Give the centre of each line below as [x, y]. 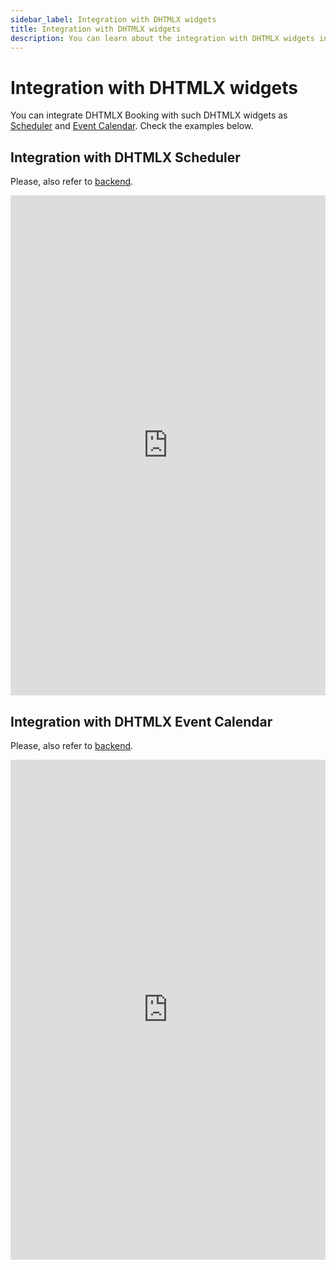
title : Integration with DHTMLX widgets [96, 29]
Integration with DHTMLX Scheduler [125, 157]
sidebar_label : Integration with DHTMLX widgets [113, 19]
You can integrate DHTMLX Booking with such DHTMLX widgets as [149, 115]
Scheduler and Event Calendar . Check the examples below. [132, 126]
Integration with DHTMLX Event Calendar [141, 721]
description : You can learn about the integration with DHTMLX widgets [162, 38]
